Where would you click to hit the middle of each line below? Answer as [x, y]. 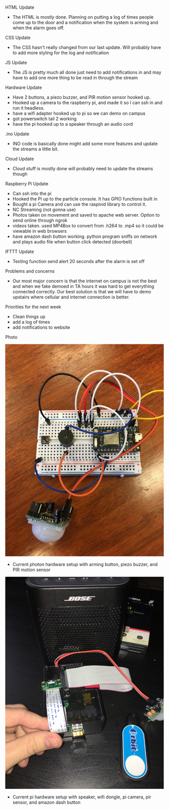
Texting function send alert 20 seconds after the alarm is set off [78, 261]
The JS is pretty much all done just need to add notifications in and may [87, 72]
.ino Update [17, 134]
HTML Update [20, 7]
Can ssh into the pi [32, 193]
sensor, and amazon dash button [47, 802]
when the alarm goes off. [38, 28]
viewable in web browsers [39, 231]
